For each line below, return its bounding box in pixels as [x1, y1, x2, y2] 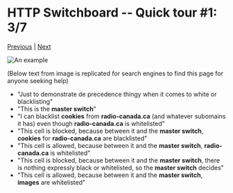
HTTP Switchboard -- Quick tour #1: [7, 5, 218, 21]
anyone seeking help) [7, 76, 69, 84]
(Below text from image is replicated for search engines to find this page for [7, 69, 224, 77]
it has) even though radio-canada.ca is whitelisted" [17, 119, 165, 127]
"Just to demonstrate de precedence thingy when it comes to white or [17, 90, 217, 98]
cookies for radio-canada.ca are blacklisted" [17, 134, 148, 143]
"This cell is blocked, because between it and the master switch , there [17, 156, 221, 164]
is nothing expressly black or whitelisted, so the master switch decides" [17, 163, 224, 172]
